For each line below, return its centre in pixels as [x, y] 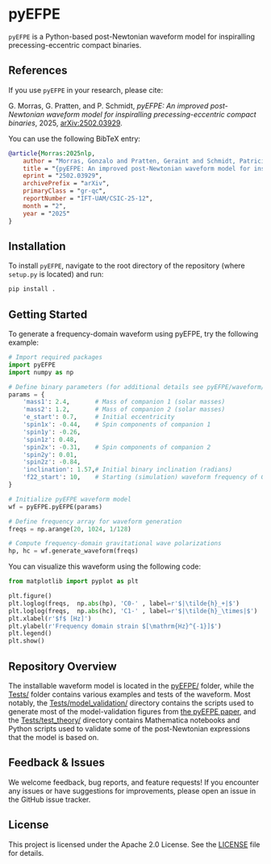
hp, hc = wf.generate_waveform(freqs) [73, 551]
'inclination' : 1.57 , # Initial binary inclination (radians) [127, 470]
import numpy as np [41, 372]
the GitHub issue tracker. [50, 799]
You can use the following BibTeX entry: [75, 138]
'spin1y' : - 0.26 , [52, 432]
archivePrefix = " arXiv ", [67, 184]
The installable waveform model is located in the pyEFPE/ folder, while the [131, 685]
